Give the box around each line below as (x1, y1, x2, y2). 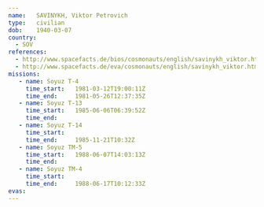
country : (8, 33, 37, 42)
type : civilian (8, 19, 65, 27)
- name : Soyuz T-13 (18, 99, 82, 107)
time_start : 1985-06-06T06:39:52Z (25, 107, 146, 115)
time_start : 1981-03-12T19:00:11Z (25, 84, 146, 93)
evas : (8, 187, 26, 195)
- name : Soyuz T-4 (18, 77, 79, 85)
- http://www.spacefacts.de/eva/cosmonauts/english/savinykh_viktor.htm (15, 63, 258, 71)
